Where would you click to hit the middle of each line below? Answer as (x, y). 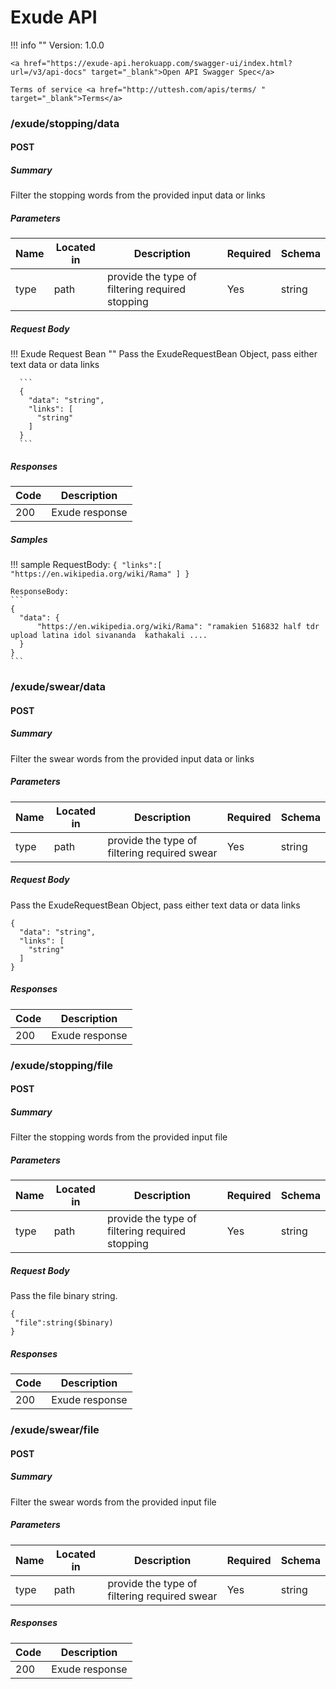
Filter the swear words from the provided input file (113, 1502)
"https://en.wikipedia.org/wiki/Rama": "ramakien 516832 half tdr (178, 627)
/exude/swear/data (58, 687)
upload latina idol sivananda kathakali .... (109, 636)
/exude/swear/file (55, 1429)
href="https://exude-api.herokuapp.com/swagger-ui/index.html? (158, 63)
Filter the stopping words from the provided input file (119, 1137)
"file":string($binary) (64, 1323)
